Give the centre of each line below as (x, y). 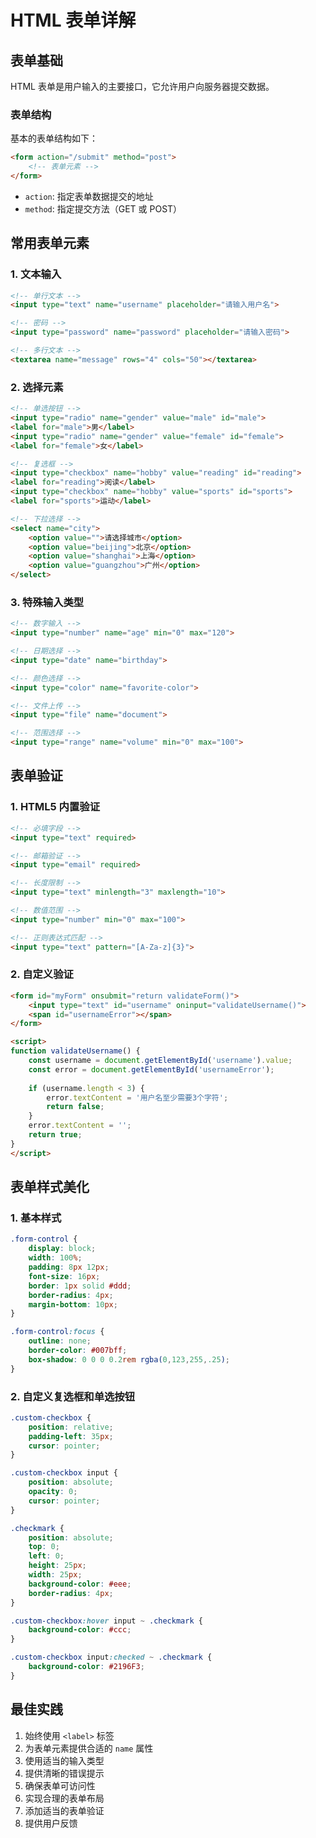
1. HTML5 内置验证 (55, 807)
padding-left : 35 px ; (71, 1436)
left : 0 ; (46, 1556)
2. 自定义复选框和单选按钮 (73, 1396)
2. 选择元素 (37, 387)
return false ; (75, 1107)
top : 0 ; (44, 1547)
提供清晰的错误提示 (64, 1773)
